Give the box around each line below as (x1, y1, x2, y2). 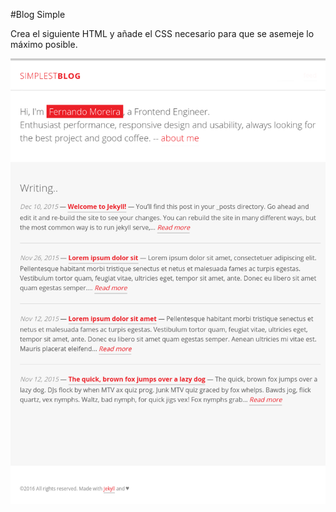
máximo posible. (10, 39, 78, 50)
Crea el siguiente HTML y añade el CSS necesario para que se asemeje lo (10, 28, 315, 39)
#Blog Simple (10, 9, 66, 20)
